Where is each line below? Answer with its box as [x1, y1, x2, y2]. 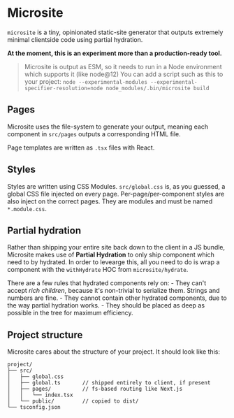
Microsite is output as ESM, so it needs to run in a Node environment [24, 62, 222, 71]
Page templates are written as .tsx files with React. [7, 143, 155, 152]
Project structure [7, 329, 83, 340]
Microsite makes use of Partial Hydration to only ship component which [7, 250, 215, 259]
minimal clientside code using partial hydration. [7, 35, 143, 43]
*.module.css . [7, 204, 47, 212]
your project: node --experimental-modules [24, 77, 148, 85]
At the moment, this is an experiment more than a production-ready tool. [7, 49, 222, 57]
